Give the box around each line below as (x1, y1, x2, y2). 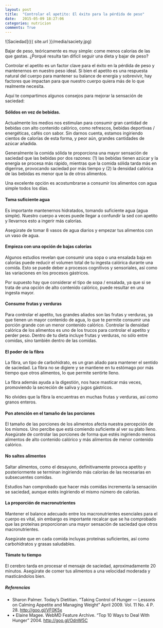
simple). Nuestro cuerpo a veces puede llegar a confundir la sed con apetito (5, 212, 158, 218)
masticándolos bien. (5, 573, 46, 579)
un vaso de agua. (5, 232, 40, 238)
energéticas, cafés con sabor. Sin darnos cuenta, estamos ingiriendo (5, 130, 143, 136)
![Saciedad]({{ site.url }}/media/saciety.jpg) (5, 38, 92, 44)
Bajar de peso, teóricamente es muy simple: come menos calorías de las (5, 48, 150, 54)
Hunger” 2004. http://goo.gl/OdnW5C (12, 617, 88, 623)
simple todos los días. (5, 186, 49, 191)
